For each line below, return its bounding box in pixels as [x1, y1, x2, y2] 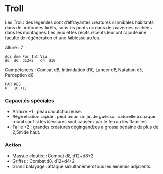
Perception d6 [5, 72, 34, 78]
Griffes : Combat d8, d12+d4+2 [12, 158, 75, 164]
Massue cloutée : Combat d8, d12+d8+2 [12, 153, 93, 159]
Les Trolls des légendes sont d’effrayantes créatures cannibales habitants [5, 19, 154, 25]
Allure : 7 [5, 44, 23, 50]
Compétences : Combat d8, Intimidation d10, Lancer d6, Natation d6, [5, 67, 143, 73]
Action [5, 142, 22, 148]
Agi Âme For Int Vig [5, 54, 47, 59]
